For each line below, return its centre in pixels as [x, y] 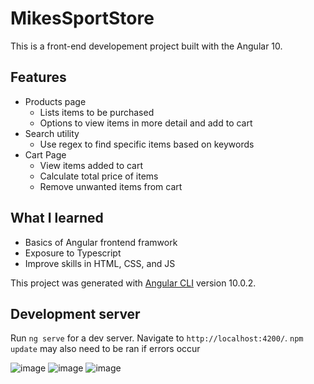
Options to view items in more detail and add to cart [146, 123]
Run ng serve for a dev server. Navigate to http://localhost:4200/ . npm [157, 338]
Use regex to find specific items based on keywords [147, 144]
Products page [55, 101]
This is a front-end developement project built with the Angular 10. [146, 46]
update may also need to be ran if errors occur [105, 349]
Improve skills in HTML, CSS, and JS [100, 263]
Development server [75, 313]
